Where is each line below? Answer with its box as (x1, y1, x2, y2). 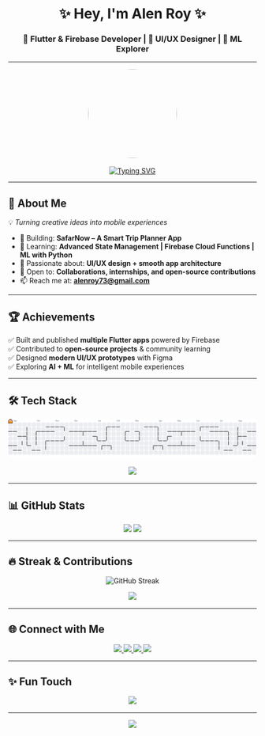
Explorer (115, 44, 150, 55)
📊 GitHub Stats (8, 499, 85, 512)
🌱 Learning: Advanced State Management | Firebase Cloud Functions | (19, 242, 255, 252)
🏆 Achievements (8, 310, 95, 324)
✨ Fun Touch (8, 674, 73, 689)
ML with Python (19, 250, 73, 260)
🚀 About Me (8, 196, 67, 210)
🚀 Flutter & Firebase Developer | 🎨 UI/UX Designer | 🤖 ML (22, 33, 243, 44)
